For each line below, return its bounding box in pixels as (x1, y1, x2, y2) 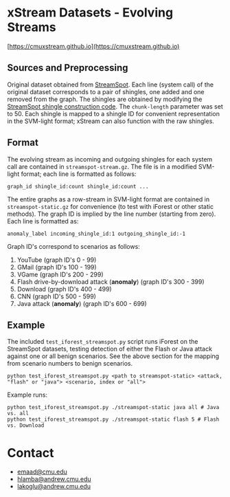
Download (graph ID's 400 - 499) (16, 285, 112, 293)
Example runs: (7, 390, 48, 399)
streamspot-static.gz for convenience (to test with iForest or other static (7, 202, 214, 210)
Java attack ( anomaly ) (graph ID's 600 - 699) (16, 299, 148, 307)
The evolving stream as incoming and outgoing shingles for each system (7, 155, 213, 163)
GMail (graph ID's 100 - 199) (16, 263, 97, 271)
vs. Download (7, 422, 45, 429)
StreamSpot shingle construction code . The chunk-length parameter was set (7, 102, 223, 111)
